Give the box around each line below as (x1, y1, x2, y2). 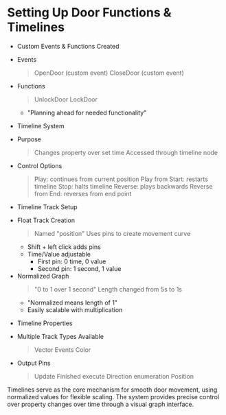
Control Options (16, 161, 63, 169)
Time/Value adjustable (27, 250, 91, 258)
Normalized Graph (16, 272, 69, 280)
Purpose (16, 135, 42, 143)
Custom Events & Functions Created (16, 42, 120, 50)
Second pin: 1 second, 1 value (37, 264, 122, 272)
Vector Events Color (34, 345, 91, 354)
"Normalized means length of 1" (27, 298, 118, 307)
